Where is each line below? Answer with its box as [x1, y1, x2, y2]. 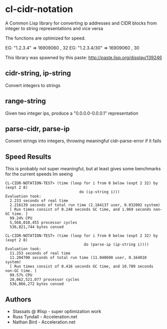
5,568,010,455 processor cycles [10, 220, 78, 225]
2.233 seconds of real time [10, 198, 69, 203]
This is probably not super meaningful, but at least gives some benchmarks [5, 166, 161, 172]
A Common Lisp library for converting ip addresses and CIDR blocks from [5, 20, 157, 26]
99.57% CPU [10, 273, 33, 278]
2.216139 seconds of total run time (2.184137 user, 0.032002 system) [10, 203, 160, 208]
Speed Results [5, 152, 52, 161]
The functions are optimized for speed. [5, 35, 86, 41]
